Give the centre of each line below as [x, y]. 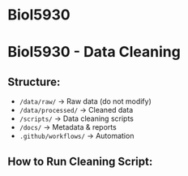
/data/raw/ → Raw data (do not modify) [85, 101]
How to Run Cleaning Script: [80, 161]
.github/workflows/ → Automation [77, 136]
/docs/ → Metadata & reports [68, 127]
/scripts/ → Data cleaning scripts [77, 118]
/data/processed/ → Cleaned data [76, 110]
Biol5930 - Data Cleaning [94, 52]
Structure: [34, 82]
